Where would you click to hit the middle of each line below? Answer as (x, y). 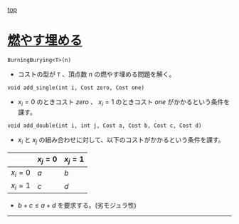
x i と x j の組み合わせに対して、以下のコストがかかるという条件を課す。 (121, 140)
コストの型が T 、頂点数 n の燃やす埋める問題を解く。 (96, 74)
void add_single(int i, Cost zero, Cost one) (76, 88)
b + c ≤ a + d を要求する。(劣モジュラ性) (77, 205)
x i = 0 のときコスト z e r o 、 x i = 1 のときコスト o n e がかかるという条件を (123, 102)
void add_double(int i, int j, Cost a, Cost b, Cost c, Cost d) (105, 126)
